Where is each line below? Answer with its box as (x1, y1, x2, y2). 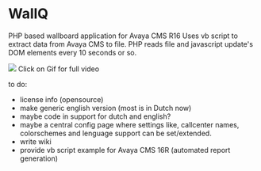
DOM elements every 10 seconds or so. (8, 47, 137, 57)
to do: (8, 79, 28, 89)
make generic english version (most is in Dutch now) (19, 103, 192, 112)
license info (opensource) (19, 94, 104, 104)
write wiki (19, 136, 52, 146)
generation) (19, 154, 58, 163)
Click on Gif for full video (17, 64, 100, 74)
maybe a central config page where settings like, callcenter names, (19, 120, 240, 129)
